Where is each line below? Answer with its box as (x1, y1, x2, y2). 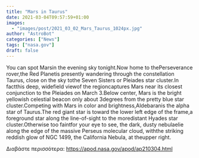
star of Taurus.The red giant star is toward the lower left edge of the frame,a (6, 108, 193, 115)
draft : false (6, 48, 39, 54)
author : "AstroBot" (6, 31, 55, 37)
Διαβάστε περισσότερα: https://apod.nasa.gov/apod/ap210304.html (6, 145, 173, 152)
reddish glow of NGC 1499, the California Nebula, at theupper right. (6, 134, 172, 141)
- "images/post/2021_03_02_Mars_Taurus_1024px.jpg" (11, 25, 143, 32)
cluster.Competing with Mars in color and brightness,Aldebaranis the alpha (6, 102, 189, 109)
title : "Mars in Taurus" (6, 8, 68, 15)
